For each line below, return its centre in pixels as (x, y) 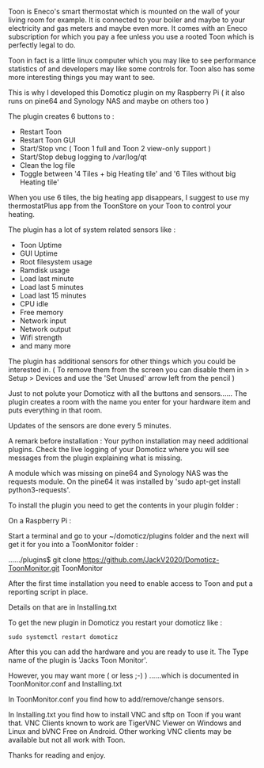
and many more (45, 346)
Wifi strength (41, 337)
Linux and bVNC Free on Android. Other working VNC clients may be (120, 731)
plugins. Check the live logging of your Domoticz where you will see (119, 449)
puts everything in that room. (55, 410)
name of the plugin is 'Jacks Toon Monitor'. (78, 660)
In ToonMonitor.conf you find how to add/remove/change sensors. (116, 699)
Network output (45, 329)
